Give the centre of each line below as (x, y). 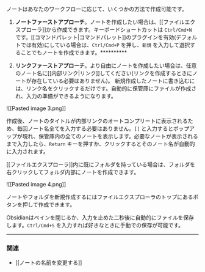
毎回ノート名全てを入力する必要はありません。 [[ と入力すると (95, 128)
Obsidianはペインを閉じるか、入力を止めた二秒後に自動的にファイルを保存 (100, 218)
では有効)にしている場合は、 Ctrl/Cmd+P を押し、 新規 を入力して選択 (105, 45)
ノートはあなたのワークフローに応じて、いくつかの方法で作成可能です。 (97, 9)
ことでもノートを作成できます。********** (74, 53)
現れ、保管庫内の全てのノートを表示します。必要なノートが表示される (110, 136)
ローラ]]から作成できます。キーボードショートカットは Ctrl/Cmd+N (109, 30)
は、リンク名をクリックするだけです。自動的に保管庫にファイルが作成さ (106, 88)
